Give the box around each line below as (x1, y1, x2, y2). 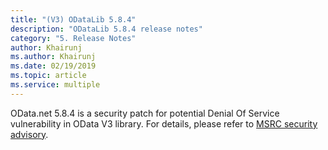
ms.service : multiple (10, 80, 101, 90)
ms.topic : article (10, 71, 87, 81)
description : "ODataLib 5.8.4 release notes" (10, 24, 203, 34)
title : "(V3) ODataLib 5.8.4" (10, 14, 137, 25)
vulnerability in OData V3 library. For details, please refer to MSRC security (10, 117, 318, 130)
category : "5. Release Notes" (10, 33, 137, 43)
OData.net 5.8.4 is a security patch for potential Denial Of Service (10, 107, 280, 119)
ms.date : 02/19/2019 (10, 61, 97, 71)
